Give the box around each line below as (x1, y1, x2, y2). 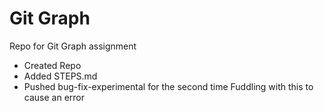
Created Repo (23, 59, 82, 71)
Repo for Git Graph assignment (9, 40, 137, 52)
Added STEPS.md (23, 70, 98, 82)
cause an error (23, 91, 85, 103)
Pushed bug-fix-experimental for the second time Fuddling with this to (23, 80, 314, 92)
